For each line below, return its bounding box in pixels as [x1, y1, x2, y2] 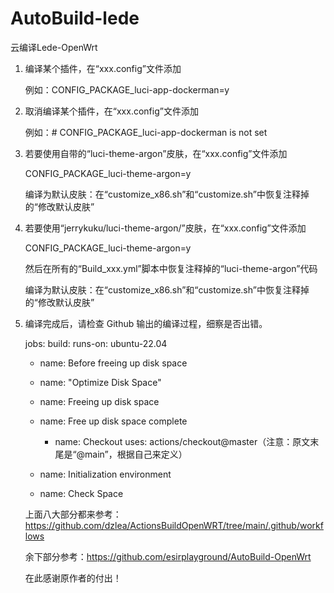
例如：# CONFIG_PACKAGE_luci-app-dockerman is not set [24, 126, 268, 138]
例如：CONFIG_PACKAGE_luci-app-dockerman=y [24, 83, 230, 96]
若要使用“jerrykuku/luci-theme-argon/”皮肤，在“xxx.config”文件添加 [24, 222, 307, 234]
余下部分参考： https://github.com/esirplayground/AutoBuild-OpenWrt [24, 550, 312, 562]
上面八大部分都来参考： [24, 508, 122, 520]
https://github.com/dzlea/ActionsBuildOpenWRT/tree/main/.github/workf [24, 519, 324, 531]
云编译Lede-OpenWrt [10, 41, 98, 53]
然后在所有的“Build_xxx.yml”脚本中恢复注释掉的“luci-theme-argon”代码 [24, 262, 318, 274]
